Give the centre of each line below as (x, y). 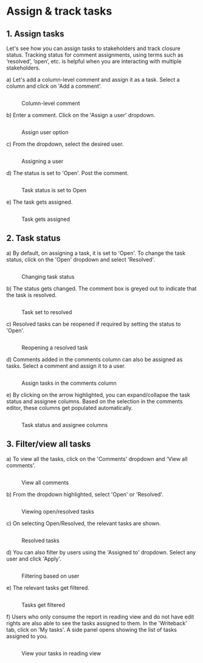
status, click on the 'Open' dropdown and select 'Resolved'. (81, 259)
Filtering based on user (50, 576)
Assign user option (45, 132)
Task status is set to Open (54, 190)
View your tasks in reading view (61, 653)
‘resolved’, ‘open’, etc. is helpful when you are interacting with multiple (94, 61)
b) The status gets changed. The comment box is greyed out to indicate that (101, 288)
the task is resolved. (32, 295)
